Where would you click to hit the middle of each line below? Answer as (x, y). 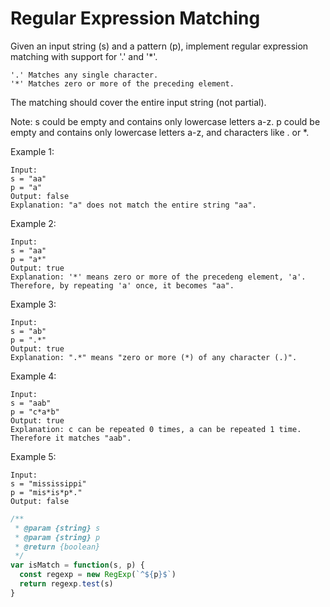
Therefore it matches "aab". (71, 438)
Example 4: (33, 376)
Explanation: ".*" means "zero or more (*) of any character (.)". (154, 357)
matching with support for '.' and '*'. (84, 56)
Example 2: (33, 223)
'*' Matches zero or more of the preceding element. (122, 83)
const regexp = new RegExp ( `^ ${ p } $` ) (98, 575)
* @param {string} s (57, 528)
